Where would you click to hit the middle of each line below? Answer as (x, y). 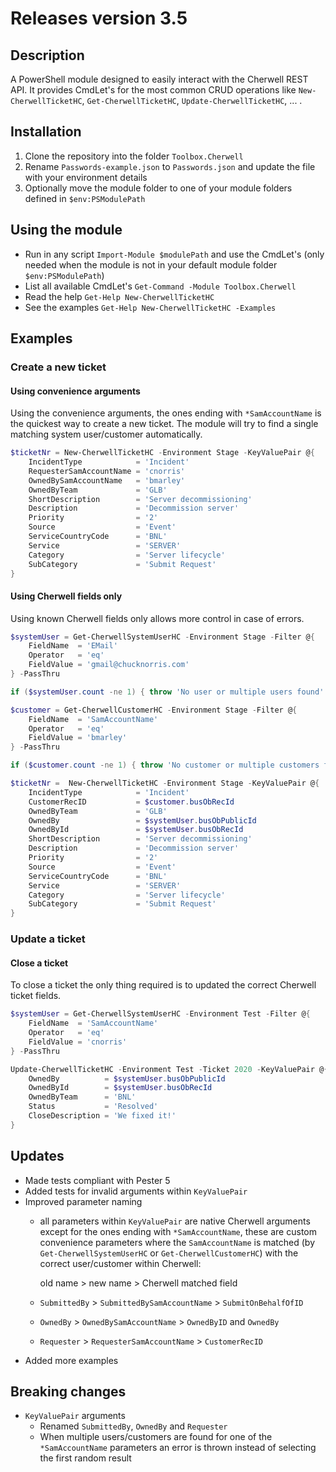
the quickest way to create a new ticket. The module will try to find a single (164, 424)
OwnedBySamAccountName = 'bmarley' (107, 480)
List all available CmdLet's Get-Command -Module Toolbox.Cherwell (160, 286)
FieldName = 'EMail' (73, 646)
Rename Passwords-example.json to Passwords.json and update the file (170, 166)
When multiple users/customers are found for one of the (156, 1437)
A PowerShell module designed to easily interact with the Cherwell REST (159, 79)
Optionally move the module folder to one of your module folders (158, 188)
